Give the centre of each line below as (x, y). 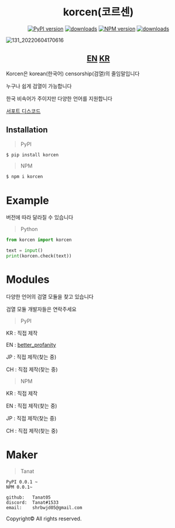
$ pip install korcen (32, 155)
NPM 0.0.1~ (19, 487)
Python (29, 229)
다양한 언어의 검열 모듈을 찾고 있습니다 (50, 296)
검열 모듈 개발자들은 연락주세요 (42, 309)
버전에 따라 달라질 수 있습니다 (40, 218)
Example (28, 200)
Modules (28, 280)
